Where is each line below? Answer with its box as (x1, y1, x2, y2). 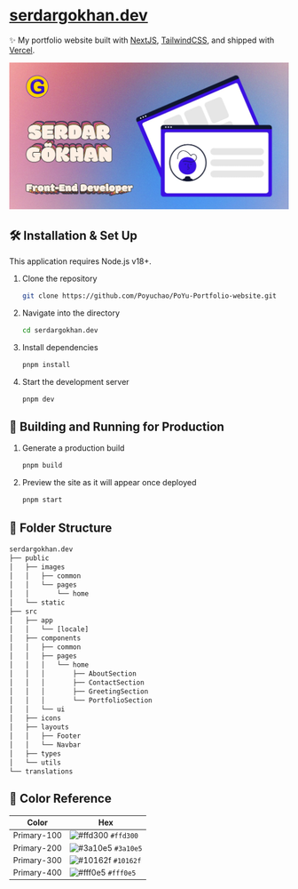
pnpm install (21, 360, 71, 369)
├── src (9, 606, 38, 616)
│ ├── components (9, 633, 82, 643)
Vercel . (9, 44, 35, 55)
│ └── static (9, 597, 66, 607)
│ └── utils (9, 757, 62, 767)
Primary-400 (12, 868, 62, 878)
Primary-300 (12, 854, 62, 865)
